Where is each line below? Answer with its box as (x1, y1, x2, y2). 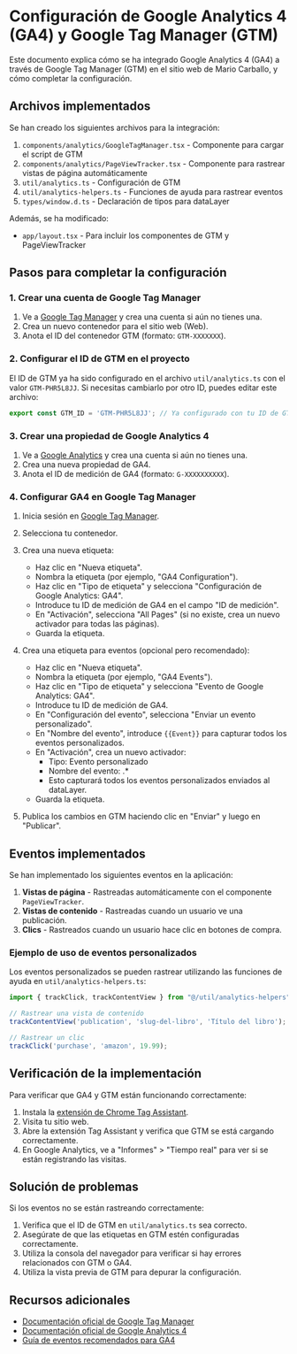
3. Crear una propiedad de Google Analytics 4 (9, 429, 209, 442)
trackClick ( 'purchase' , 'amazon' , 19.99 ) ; (9, 1042, 168, 1050)
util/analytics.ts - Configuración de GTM (21, 177, 181, 188)
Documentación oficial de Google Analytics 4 (21, 1326, 187, 1336)
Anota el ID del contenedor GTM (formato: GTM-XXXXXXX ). (21, 330, 227, 342)
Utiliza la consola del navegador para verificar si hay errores (21, 1248, 241, 1258)
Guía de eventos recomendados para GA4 (21, 1335, 175, 1346)
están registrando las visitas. (21, 1153, 127, 1165)
